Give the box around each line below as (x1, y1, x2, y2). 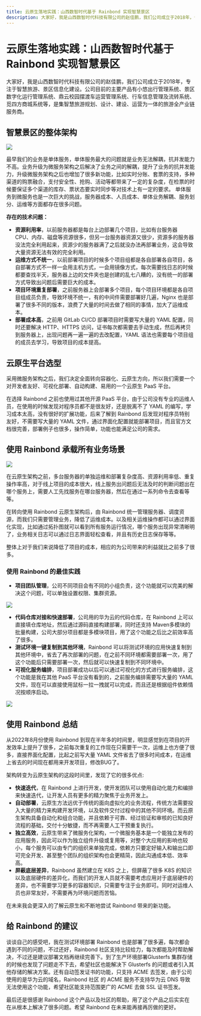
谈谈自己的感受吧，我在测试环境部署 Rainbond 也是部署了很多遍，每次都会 (6, 938, 190, 945)
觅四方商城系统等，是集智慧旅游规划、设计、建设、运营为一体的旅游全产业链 (6, 100, 195, 108)
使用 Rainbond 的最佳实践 (6, 567, 81, 576)
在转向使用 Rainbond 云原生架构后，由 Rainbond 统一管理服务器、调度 (6, 508, 179, 515)
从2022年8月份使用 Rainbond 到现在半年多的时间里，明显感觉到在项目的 (6, 736, 185, 743)
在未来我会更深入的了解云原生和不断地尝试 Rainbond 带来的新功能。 (6, 901, 175, 909)
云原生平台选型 (6, 358, 62, 368)
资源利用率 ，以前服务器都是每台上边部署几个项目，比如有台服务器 (14, 226, 178, 233)
